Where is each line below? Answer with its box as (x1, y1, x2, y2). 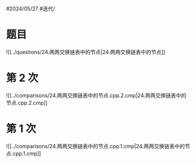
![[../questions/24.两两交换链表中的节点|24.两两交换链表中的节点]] (6, 48, 165, 55)
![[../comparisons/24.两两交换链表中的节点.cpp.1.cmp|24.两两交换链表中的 (6, 142, 185, 149)
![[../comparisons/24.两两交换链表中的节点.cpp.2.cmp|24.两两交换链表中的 (6, 92, 187, 99)
